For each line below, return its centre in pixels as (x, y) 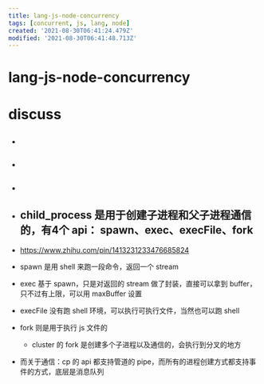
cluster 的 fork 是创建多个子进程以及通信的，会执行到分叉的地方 (136, 344)
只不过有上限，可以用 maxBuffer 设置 (81, 294)
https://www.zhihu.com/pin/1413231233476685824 (104, 250)
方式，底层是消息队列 (69, 371)
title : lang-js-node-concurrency (64, 16)
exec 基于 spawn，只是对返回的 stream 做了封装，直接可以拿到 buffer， (138, 283)
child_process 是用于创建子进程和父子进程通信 (136, 216)
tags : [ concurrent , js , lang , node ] (69, 23)
